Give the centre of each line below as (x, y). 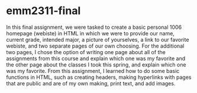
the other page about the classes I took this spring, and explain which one (96, 64)
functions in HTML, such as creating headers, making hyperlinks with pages (99, 77)
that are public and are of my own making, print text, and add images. (91, 83)
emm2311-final (43, 11)
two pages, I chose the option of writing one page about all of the (86, 52)
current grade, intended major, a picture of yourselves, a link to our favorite (98, 39)
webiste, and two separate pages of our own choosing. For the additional (95, 46)
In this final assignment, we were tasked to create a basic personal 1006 (94, 27)
